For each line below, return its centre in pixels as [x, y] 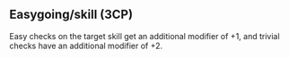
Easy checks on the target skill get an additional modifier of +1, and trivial [144, 36]
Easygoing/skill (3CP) [71, 15]
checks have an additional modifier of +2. [86, 46]
